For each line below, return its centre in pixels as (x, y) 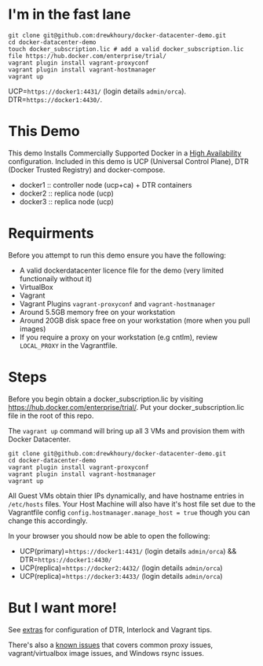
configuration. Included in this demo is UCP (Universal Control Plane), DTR (128, 161)
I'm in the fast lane (69, 15)
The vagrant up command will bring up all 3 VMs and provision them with (126, 430)
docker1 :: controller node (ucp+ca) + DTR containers (106, 185)
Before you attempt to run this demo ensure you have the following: (117, 255)
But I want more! (63, 607)
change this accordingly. (48, 521)
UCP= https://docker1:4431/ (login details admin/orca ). (97, 91)
